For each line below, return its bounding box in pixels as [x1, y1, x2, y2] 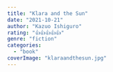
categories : [7, 42, 42, 49]
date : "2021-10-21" [7, 16, 64, 23]
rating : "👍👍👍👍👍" [7, 29, 64, 36]
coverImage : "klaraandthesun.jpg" [7, 55, 107, 62]
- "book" [13, 49, 39, 56]
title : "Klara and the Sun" [7, 10, 89, 17]
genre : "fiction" [7, 36, 58, 43]
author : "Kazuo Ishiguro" [7, 23, 82, 29]
